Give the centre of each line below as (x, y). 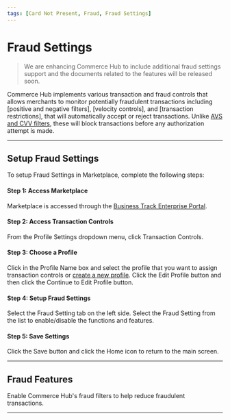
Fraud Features (40, 379)
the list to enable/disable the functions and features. (80, 321)
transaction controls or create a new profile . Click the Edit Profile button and (114, 275)
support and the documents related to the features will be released (118, 73)
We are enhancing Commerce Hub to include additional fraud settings (122, 66)
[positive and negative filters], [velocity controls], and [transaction (100, 109)
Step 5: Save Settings (38, 336)
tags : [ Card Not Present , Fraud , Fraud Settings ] (79, 13)
